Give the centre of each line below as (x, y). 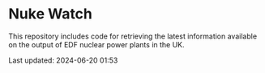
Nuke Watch (51, 14)
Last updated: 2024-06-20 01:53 (63, 60)
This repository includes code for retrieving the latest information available (133, 36)
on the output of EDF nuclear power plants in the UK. (96, 44)
